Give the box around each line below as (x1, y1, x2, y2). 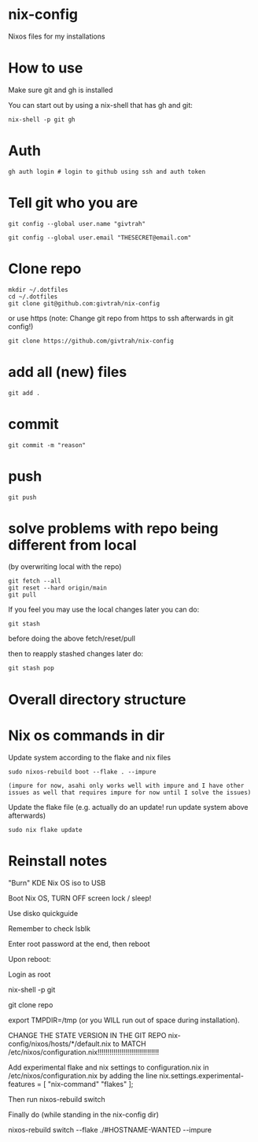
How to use (8, 59, 83, 77)
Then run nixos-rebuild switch (8, 1094, 105, 1103)
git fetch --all (8, 577, 61, 586)
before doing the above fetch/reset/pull (8, 634, 136, 643)
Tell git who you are (8, 194, 138, 212)
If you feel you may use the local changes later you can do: (8, 604, 200, 615)
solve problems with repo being (8, 519, 219, 537)
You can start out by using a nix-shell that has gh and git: (8, 100, 193, 109)
